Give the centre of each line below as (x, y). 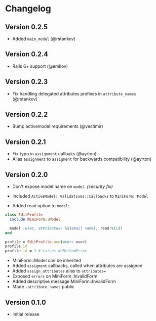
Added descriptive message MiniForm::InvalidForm (64, 281)
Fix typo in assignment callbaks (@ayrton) (55, 154)
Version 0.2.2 (26, 115)
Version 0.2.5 (26, 27)
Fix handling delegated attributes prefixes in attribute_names (74, 93)
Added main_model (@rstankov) (44, 39)
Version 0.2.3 (26, 82)
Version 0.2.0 (27, 174)
